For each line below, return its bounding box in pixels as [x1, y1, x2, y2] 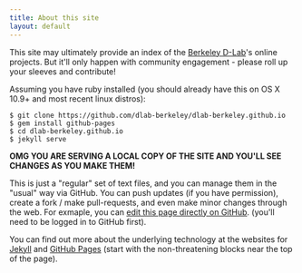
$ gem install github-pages [9, 119, 116, 128]
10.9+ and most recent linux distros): [9, 93, 147, 104]
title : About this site [9, 13, 100, 23]
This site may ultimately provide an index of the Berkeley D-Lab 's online [9, 46, 278, 57]
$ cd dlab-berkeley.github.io [9, 126, 124, 136]
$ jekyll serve [9, 134, 67, 143]
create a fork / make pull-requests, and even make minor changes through [9, 197, 287, 208]
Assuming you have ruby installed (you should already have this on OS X [9, 83, 281, 94]
